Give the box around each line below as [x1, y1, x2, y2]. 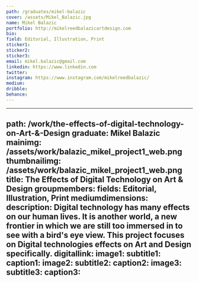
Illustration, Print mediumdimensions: [6, 193, 149, 203]
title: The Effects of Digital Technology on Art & [6, 174, 184, 185]
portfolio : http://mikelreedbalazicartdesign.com [6, 25, 131, 31]
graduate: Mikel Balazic [72, 128, 161, 138]
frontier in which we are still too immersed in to [6, 221, 183, 231]
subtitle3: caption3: [6, 268, 81, 278]
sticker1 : [6, 42, 31, 48]
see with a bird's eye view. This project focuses [6, 230, 185, 240]
